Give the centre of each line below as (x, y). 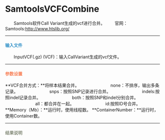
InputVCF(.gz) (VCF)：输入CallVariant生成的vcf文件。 (68, 57)
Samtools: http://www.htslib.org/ (37, 28)
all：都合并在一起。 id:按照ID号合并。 (88, 104)
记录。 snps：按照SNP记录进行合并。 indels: (80, 92)
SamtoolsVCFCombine (52, 9)
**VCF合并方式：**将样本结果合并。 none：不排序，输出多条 (82, 85)
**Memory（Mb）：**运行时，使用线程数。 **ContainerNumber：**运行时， (82, 110)
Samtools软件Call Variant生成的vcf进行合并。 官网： (70, 23)
